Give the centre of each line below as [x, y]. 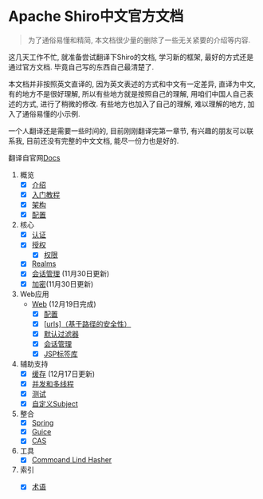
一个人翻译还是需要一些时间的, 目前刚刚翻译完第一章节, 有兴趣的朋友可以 [128, 131]
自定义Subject [55, 404]
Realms [44, 263]
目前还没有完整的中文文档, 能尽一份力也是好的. [102, 141]
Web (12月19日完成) [64, 303]
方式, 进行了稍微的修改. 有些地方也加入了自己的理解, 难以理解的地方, [133, 104]
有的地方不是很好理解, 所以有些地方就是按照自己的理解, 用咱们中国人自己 [128, 93]
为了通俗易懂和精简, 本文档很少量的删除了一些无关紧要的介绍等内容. [139, 40]
